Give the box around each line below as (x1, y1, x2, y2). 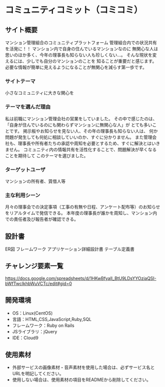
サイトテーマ (5, 77, 36, 84)
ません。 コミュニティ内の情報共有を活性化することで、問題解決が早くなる (5, 146, 157, 152)
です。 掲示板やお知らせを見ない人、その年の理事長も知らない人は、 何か (9, 128, 158, 134)
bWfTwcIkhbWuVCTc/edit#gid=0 (5, 281, 72, 286)
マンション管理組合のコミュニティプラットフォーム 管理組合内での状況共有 (5, 40, 157, 45)
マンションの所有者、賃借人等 (5, 178, 66, 184)
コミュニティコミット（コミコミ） (5, 4, 143, 16)
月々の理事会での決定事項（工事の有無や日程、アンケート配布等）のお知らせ (5, 204, 161, 210)
